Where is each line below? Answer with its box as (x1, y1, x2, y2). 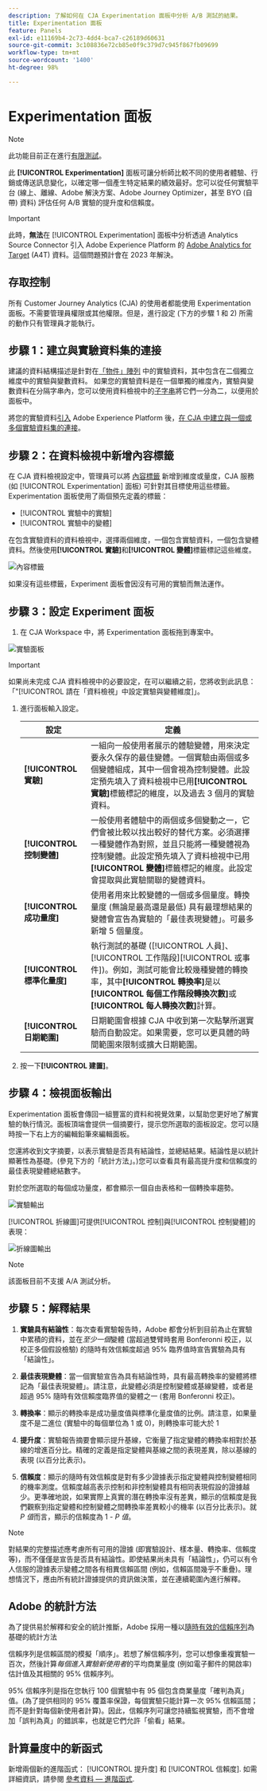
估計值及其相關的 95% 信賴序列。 (8, 1669, 118, 1679)
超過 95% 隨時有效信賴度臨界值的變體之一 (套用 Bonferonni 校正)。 (19, 1391, 240, 1400)
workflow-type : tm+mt (8, 49, 80, 57)
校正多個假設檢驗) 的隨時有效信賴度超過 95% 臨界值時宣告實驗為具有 (19, 1344, 246, 1354)
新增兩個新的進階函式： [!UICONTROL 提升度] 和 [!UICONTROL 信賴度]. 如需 (8, 1764, 257, 1774)
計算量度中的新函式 (8, 1742, 103, 1755)
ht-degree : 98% (8, 64, 59, 72)
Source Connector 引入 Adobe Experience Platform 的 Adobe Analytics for (8, 240, 252, 250)
